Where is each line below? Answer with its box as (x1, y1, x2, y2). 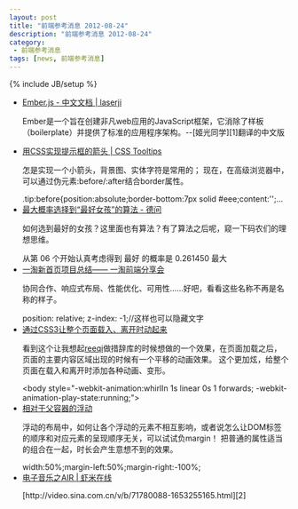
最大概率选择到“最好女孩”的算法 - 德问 (21, 204, 162, 214)
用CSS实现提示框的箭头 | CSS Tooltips (21, 146, 162, 156)
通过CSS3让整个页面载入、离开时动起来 (21, 324, 168, 334)
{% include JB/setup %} (9, 79, 98, 89)
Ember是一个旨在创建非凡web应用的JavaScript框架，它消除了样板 (21, 116, 264, 126)
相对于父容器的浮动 (21, 403, 93, 413)
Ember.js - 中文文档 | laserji (21, 97, 122, 107)
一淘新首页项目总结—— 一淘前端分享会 (21, 264, 165, 274)
